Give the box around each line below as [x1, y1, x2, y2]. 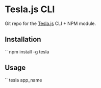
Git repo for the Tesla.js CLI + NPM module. [5, 20, 96, 26]
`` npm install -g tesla [5, 48, 49, 54]
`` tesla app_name [5, 77, 42, 83]
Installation [5, 35, 41, 44]
